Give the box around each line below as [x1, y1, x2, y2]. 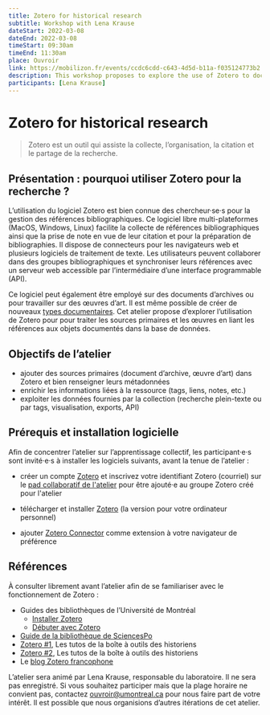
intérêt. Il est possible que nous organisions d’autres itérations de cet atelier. [8, 697, 260, 707]
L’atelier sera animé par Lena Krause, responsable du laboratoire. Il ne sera [8, 672, 256, 681]
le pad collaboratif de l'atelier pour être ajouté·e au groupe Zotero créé [19, 480, 255, 489]
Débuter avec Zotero [31, 622, 101, 631]
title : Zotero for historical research [8, 11, 142, 20]
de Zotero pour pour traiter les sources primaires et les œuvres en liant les [8, 315, 255, 325]
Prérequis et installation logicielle [8, 426, 179, 439]
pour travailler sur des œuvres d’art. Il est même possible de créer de [8, 298, 238, 308]
